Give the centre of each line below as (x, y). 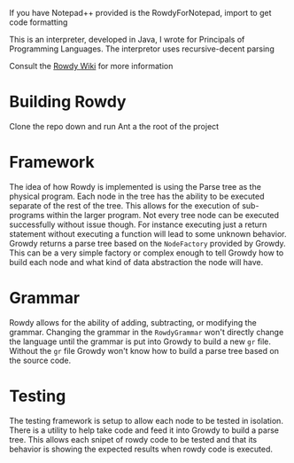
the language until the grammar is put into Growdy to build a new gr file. (140, 341)
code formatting (39, 22)
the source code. (40, 360)
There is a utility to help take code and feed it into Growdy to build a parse (144, 430)
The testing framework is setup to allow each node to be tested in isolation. (146, 420)
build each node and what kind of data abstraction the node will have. (136, 262)
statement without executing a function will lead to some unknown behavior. (148, 233)
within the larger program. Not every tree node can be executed (163, 215)
